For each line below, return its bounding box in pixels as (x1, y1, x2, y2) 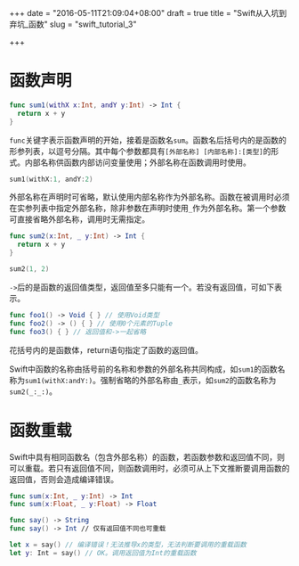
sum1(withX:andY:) (25, 376, 93, 385)
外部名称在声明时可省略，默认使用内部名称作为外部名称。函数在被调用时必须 (9, 192, 290, 202)
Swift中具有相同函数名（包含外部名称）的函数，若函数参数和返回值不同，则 (9, 451, 286, 462)
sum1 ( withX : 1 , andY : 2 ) (9, 175, 93, 184)
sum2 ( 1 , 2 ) (9, 265, 50, 274)
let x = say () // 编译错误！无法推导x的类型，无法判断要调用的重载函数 (9, 540, 247, 549)
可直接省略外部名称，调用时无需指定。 (9, 214, 149, 225)
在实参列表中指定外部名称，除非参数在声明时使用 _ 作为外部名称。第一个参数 (9, 203, 287, 214)
